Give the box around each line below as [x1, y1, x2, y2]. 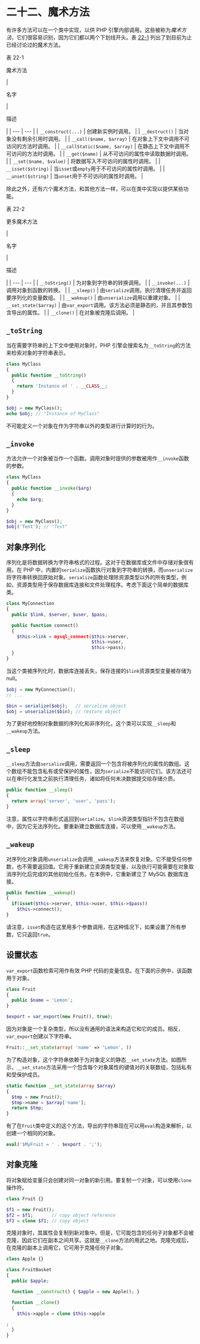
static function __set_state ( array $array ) [6, 1083, 116, 1089]
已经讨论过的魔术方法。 [6, 41, 64, 48]
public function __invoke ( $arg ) [11, 486, 92, 492]
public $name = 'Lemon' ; [11, 997, 73, 1003]
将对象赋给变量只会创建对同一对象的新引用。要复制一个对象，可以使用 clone [6, 1176, 192, 1184]
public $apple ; [11, 1278, 49, 1284]
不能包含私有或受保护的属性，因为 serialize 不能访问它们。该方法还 [21, 768, 187, 775]
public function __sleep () [6, 787, 73, 793]
